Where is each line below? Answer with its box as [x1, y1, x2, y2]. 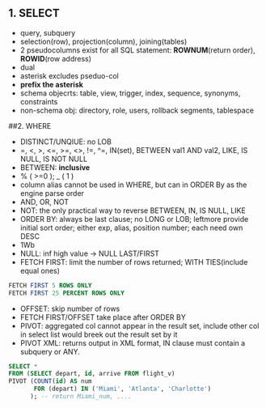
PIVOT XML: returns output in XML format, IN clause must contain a [19, 338, 246, 347]
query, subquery [19, 28, 76, 37]
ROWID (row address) [19, 53, 91, 63]
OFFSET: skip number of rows [19, 304, 120, 313]
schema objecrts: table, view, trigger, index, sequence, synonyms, [19, 88, 241, 98]
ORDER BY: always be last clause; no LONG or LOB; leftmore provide [19, 214, 249, 223]
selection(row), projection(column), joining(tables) [19, 36, 188, 46]
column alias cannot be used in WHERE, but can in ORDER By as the [19, 180, 247, 189]
